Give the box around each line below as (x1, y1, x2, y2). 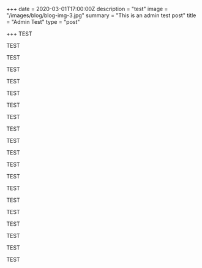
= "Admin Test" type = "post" (6, 18, 80, 25)
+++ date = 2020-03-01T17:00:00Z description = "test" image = (6, 6, 168, 12)
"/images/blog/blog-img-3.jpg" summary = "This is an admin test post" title (6, 12, 196, 19)
